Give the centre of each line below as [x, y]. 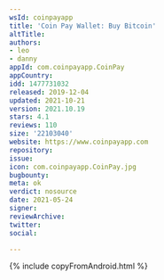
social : [23, 233]
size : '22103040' [41, 134]
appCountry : [31, 76]
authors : [25, 42]
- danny [23, 59]
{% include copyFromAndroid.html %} [78, 266]
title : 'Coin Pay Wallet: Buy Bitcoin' [83, 26]
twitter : [25, 225]
